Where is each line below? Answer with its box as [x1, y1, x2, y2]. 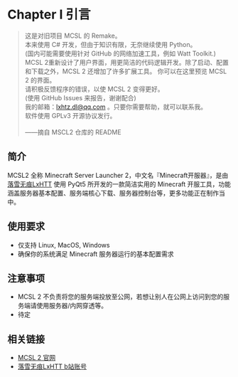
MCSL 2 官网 [17, 354, 55, 362]
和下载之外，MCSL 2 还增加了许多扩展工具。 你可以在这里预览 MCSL [24, 67, 227, 75]
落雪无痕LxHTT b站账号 [17, 362, 87, 371]
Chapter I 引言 [7, 6, 91, 23]
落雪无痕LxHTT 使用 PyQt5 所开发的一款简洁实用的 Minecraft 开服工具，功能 [7, 179, 232, 188]
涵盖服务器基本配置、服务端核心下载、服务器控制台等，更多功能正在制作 [7, 188, 219, 197]
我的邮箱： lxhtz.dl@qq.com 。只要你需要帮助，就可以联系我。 [24, 102, 207, 111]
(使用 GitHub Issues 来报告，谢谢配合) [24, 93, 136, 102]
